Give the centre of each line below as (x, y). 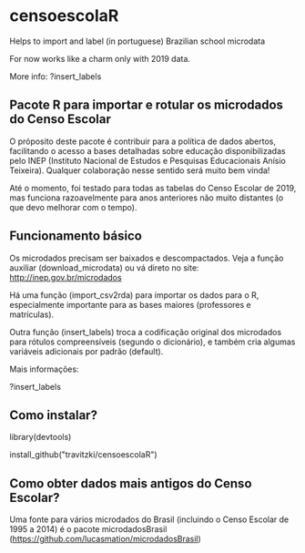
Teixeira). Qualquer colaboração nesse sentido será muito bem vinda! (140, 170)
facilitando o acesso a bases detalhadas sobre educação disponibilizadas (147, 150)
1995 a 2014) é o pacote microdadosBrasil (88, 529)
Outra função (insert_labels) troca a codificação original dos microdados (146, 332)
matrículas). (32, 314)
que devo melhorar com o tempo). (73, 207)
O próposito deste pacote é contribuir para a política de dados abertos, (142, 141)
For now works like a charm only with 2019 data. (100, 58)
